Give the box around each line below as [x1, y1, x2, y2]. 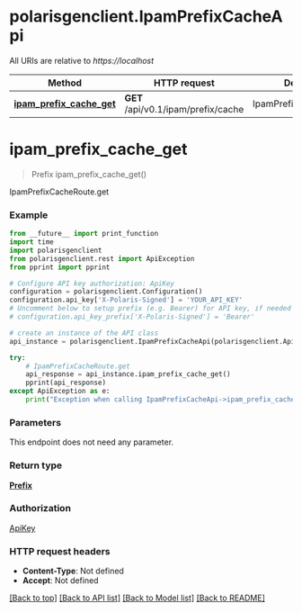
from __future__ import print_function [9, 229, 159, 238]
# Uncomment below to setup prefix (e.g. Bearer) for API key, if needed [9, 304, 292, 313]
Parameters [9, 416, 61, 428]
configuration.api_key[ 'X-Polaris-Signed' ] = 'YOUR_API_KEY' [9, 295, 244, 305]
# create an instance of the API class [9, 328, 159, 337]
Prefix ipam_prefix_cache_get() [31, 168, 147, 179]
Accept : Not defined [22, 575, 99, 586]
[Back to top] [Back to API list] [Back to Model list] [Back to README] [9, 592, 265, 604]
